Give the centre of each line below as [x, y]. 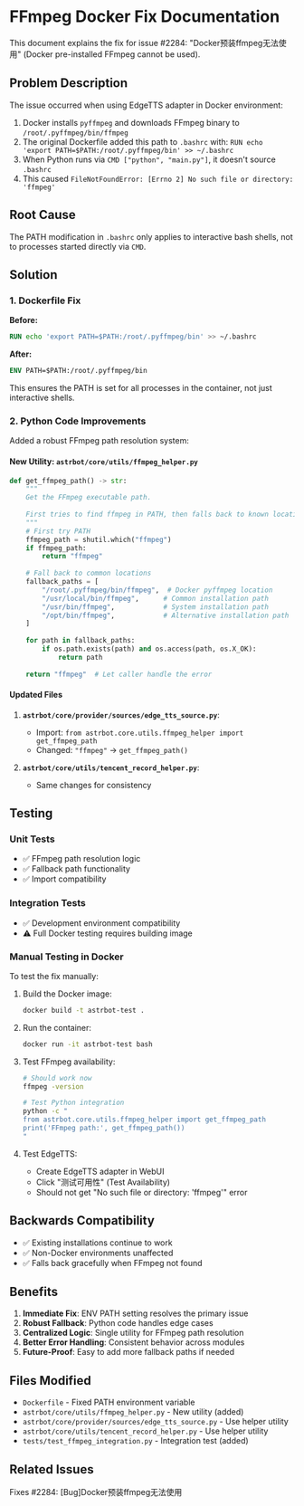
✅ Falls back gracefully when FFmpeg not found [112, 1263]
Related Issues [52, 1469]
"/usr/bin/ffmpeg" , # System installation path [156, 607]
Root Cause [43, 215]
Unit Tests [33, 839]
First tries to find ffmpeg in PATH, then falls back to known [147, 514]
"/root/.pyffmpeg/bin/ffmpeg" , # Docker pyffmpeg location [157, 590]
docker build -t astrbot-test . [83, 1010]
